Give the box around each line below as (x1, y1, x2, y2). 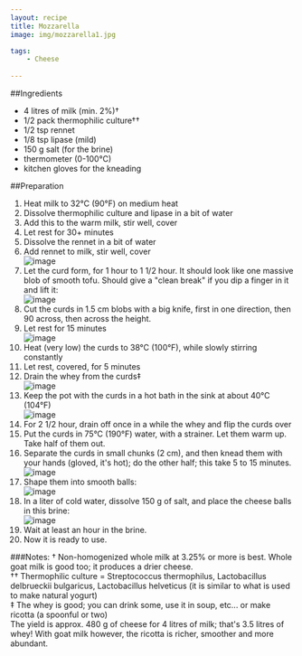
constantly (23, 351, 63, 362)
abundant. (10, 638, 49, 649)
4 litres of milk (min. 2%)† (23, 106, 120, 116)
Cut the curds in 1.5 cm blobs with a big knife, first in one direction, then (23, 304, 292, 314)
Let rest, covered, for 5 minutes (23, 361, 141, 371)
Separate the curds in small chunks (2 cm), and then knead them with (23, 448, 283, 458)
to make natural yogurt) (10, 590, 98, 601)
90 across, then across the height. (23, 314, 152, 323)
